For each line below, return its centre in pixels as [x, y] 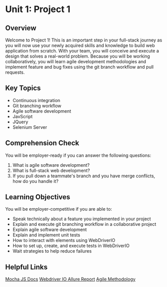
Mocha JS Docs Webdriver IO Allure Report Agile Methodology [70, 279]
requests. [15, 72]
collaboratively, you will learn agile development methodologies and [76, 61]
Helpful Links [26, 267]
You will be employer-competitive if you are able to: [59, 209]
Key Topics [23, 88]
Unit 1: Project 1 [38, 9]
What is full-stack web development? [51, 170]
